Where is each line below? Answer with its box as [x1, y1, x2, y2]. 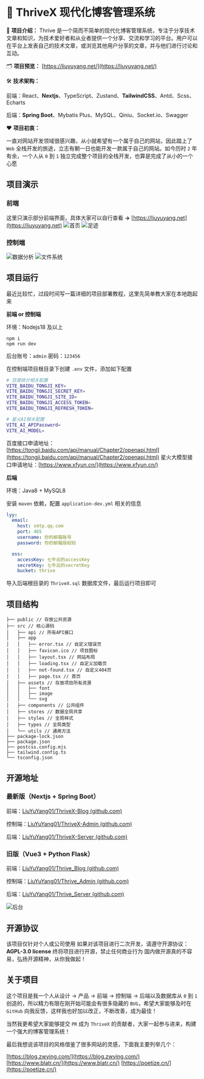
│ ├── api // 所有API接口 [6, 629, 74, 636]
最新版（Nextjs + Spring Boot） [6, 793, 100, 801]
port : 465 [17, 529, 42, 535]
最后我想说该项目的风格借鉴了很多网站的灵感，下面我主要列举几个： [6, 1040, 177, 1047]
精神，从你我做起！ [38, 955, 86, 962]
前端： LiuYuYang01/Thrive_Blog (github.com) [6, 865, 120, 872]
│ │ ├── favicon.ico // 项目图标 [6, 648, 98, 654]
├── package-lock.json [6, 734, 64, 740]
